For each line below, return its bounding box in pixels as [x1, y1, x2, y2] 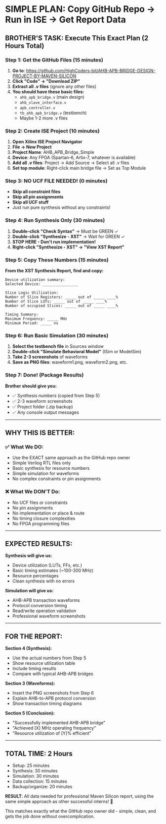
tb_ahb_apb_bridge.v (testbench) [19, 110, 87, 116]
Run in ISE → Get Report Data [5, 14, 126, 25]
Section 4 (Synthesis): [5, 645, 52, 651]
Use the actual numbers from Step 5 [12, 655, 86, 661]
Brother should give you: [5, 383, 57, 389]
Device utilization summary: [5, 277, 65, 282]
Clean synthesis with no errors [12, 578, 75, 584]
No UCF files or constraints [12, 500, 68, 506]
